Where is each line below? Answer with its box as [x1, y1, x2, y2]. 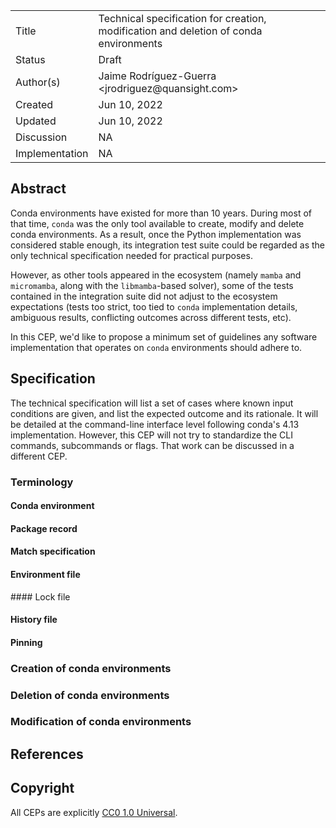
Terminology [10, 475, 74, 489]
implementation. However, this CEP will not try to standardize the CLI [10, 429, 293, 441]
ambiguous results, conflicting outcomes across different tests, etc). [10, 311, 292, 323]
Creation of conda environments [10, 661, 172, 675]
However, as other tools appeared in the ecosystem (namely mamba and [10, 269, 302, 281]
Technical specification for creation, [98, 12, 267, 25]
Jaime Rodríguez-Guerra [98, 69, 217, 83]
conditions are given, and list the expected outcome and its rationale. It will [10, 407, 319, 419]
